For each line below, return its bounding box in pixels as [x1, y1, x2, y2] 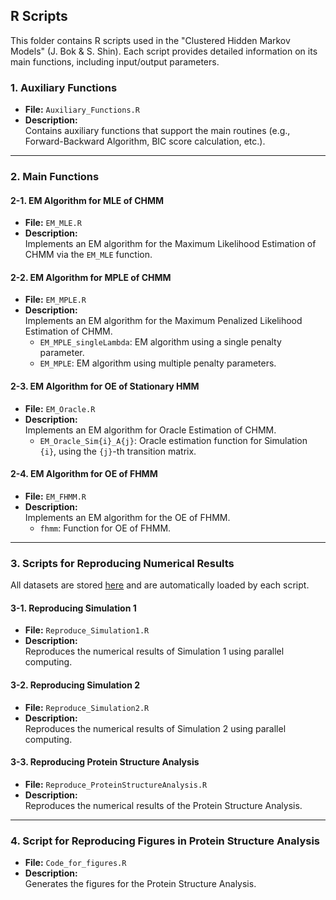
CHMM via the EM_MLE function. [24, 249, 153, 261]
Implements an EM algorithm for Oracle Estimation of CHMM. [24, 424, 277, 436]
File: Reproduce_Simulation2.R [24, 701, 150, 713]
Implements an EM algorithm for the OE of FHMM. [24, 511, 231, 523]
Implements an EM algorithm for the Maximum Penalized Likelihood [24, 315, 303, 327]
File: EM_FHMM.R [24, 490, 87, 502]
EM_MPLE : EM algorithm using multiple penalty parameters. [39, 357, 277, 369]
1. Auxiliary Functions [10, 80, 118, 94]
